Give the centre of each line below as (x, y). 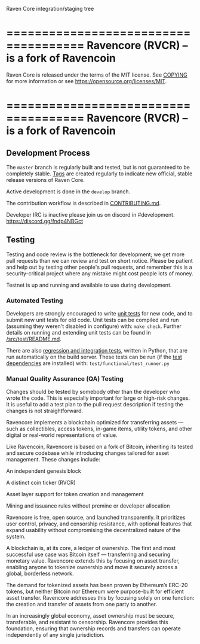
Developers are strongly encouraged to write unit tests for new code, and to (99, 314)
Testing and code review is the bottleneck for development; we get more (96, 254)
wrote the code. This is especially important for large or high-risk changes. (98, 398)
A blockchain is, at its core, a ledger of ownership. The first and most (91, 548)
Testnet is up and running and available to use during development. (89, 285)
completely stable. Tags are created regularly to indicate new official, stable (99, 174)
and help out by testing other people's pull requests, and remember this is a (99, 267)
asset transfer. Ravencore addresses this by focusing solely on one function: (100, 598)
